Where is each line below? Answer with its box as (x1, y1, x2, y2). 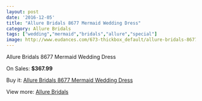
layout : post (6, 8, 39, 15)
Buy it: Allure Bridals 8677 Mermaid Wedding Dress (6, 76, 133, 84)
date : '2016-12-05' (6, 14, 55, 20)
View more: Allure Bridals (6, 88, 69, 95)
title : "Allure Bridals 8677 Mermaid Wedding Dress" (6, 20, 141, 26)
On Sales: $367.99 (6, 65, 53, 72)
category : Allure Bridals (6, 25, 71, 32)
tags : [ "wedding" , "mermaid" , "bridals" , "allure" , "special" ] (6, 31, 158, 37)
